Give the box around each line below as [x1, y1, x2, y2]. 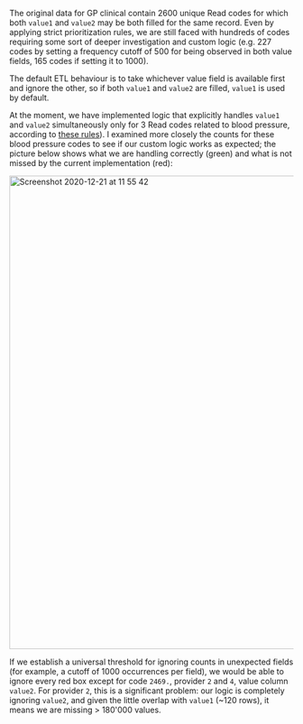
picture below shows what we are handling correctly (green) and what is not [9, 148, 293, 159]
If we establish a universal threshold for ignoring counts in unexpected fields [9, 656, 294, 667]
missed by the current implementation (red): [9, 158, 173, 168]
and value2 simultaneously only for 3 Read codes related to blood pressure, [9, 119, 290, 130]
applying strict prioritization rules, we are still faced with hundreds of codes [9, 27, 290, 37]
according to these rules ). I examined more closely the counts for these [9, 129, 275, 139]
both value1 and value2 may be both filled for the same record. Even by [9, 17, 275, 28]
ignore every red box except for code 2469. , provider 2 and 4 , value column [9, 676, 289, 686]
